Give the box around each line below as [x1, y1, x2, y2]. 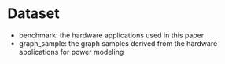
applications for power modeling [18, 47, 124, 56]
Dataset [7, 5, 60, 23]
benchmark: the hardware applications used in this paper [18, 30, 205, 40]
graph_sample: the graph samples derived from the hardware [18, 38, 218, 48]
